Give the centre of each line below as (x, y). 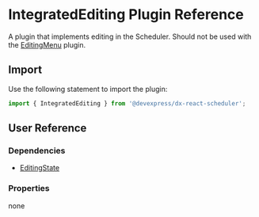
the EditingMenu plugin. (47, 44)
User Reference (48, 128)
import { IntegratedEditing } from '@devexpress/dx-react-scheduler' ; (127, 103)
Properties (29, 188)
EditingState (40, 168)
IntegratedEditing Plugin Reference (126, 15)
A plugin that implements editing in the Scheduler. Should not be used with (130, 36)
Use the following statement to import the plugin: (88, 89)
